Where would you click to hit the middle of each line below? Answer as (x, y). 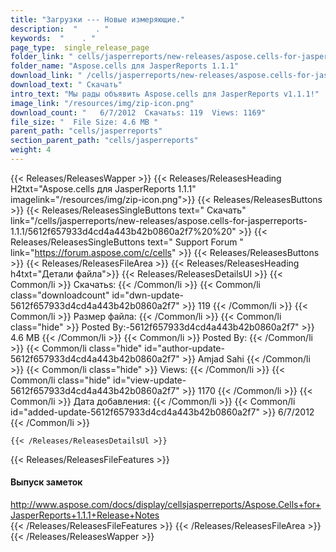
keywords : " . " (53, 38)
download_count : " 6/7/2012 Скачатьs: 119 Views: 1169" (138, 112)
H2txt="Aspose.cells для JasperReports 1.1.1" (103, 188)
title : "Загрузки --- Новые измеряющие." (98, 19)
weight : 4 (31, 150)
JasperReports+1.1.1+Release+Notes (85, 515)
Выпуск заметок (46, 482)
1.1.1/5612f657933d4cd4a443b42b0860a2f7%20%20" (123, 231)
